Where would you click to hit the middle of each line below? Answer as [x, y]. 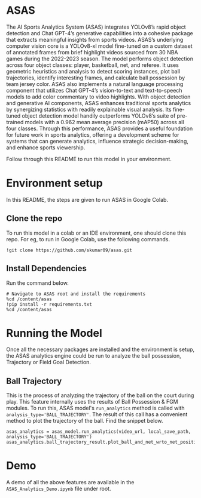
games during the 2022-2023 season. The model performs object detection [100, 59]
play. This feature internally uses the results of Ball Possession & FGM [92, 402]
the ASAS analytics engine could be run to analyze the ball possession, [94, 356]
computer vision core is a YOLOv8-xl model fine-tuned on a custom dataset [99, 46]
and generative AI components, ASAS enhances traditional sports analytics [99, 103]
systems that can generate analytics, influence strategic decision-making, [97, 141]
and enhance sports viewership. [46, 147]
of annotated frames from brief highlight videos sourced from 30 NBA [92, 52]
